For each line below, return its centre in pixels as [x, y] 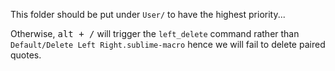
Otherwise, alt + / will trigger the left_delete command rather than [155, 33]
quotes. [26, 55]
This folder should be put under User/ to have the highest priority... [148, 14]
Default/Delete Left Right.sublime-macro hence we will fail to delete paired [168, 44]
